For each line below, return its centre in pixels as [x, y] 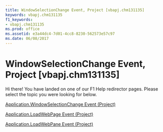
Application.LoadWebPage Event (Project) [49, 114]
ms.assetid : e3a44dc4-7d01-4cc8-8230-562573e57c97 [60, 34]
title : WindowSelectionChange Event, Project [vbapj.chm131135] [75, 10]
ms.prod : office [22, 29]
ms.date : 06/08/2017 [27, 39]
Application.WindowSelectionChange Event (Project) [61, 104]
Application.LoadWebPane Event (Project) [49, 124]
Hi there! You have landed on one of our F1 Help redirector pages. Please [82, 89]
